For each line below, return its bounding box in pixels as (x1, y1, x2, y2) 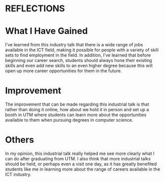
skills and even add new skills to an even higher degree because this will (5, 62, 153, 69)
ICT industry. (5, 172, 32, 177)
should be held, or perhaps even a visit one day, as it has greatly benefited (5, 161, 157, 167)
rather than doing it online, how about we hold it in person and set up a (5, 107, 149, 113)
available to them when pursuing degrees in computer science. (5, 117, 133, 123)
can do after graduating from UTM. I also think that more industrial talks (5, 156, 151, 161)
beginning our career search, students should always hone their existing (5, 58, 152, 63)
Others (5, 134, 35, 146)
